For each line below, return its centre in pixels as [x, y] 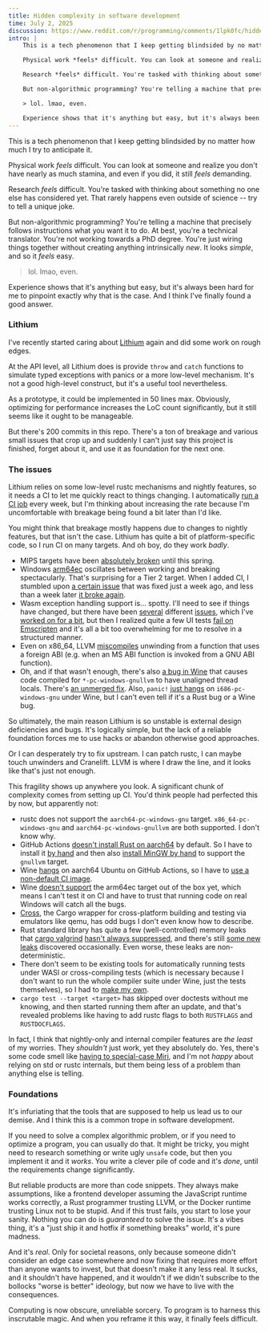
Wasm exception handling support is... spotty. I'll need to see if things [134, 604]
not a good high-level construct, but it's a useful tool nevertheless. [118, 383]
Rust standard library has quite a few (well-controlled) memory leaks [133, 930]
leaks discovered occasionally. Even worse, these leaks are [118, 947]
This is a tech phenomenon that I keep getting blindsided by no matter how [132, 140]
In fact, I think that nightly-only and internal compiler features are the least [131, 1040]
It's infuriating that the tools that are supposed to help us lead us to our [125, 1112]
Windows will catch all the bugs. [73, 905]
